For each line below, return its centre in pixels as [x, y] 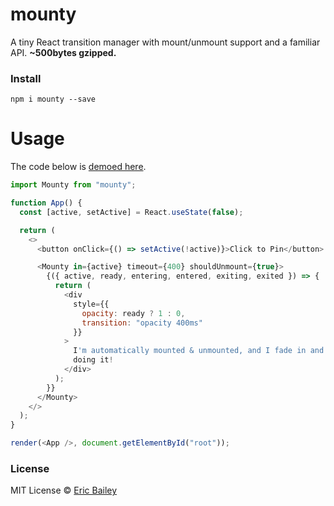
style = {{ [91, 304]
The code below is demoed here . [78, 167]
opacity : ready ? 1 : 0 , [133, 313]
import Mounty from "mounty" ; [73, 185]
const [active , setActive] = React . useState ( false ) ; [131, 212]
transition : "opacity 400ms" [142, 323]
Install [26, 78]
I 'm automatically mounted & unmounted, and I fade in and [199, 351]
